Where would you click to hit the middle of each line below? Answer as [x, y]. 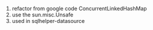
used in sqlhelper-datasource [48, 21]
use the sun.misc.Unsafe [43, 15]
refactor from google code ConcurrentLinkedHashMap [79, 9]
